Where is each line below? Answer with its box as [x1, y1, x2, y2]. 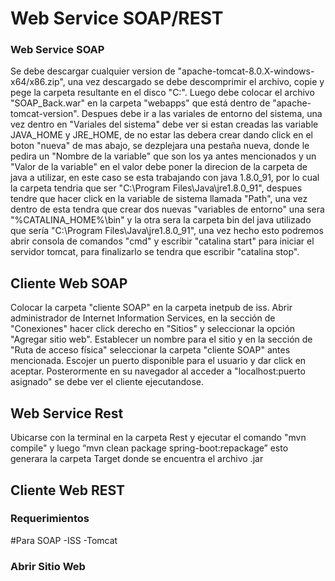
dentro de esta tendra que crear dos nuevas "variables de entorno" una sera [10, 203, 325, 216]
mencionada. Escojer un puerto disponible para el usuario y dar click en [10, 355, 307, 367]
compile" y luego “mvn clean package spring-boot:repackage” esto [10, 442, 289, 454]
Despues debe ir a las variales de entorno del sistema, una [81, 108, 323, 120]
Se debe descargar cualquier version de [10, 65, 176, 77]
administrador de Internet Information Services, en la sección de [10, 312, 276, 324]
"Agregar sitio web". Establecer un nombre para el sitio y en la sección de [10, 333, 313, 346]
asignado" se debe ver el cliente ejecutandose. [10, 376, 205, 388]
